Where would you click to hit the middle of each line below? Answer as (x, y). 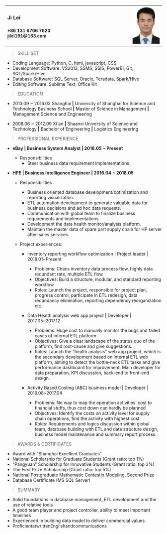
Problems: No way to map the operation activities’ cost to (93, 402)
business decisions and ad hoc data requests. (74, 208)
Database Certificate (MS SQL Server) (51, 480)
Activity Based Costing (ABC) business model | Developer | (88, 388)
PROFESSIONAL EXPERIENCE (48, 138)
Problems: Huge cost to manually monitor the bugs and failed (97, 330)
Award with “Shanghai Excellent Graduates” (57, 453)
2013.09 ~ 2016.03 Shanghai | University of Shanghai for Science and (83, 103)
